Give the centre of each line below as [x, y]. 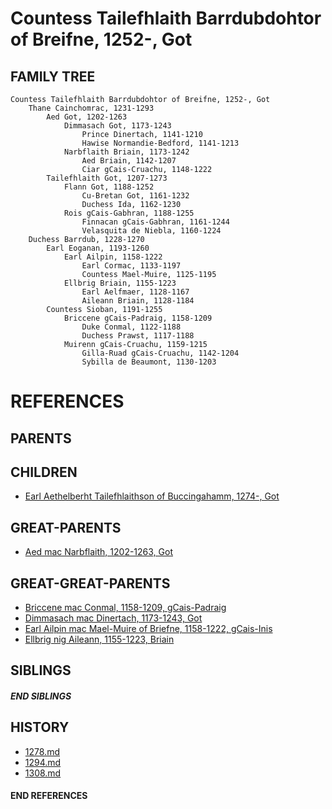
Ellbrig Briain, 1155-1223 [120, 283]
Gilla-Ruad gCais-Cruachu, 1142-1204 [160, 353]
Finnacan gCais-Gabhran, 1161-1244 [155, 222]
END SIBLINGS [41, 696]
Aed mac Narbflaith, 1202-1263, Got [98, 552]
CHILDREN [44, 472]
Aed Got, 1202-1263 [87, 117]
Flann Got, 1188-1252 [109, 187]
